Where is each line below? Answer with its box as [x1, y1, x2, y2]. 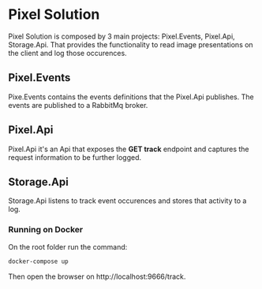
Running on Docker [8, 224, 84, 235]
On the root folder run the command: [8, 242, 128, 251]
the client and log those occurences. [8, 48, 128, 57]
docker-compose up [8, 258, 69, 265]
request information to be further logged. [8, 152, 142, 162]
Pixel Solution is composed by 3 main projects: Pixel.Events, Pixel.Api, [8, 31, 235, 41]
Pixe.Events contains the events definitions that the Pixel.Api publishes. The [8, 92, 254, 102]
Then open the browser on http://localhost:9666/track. [8, 272, 186, 281]
